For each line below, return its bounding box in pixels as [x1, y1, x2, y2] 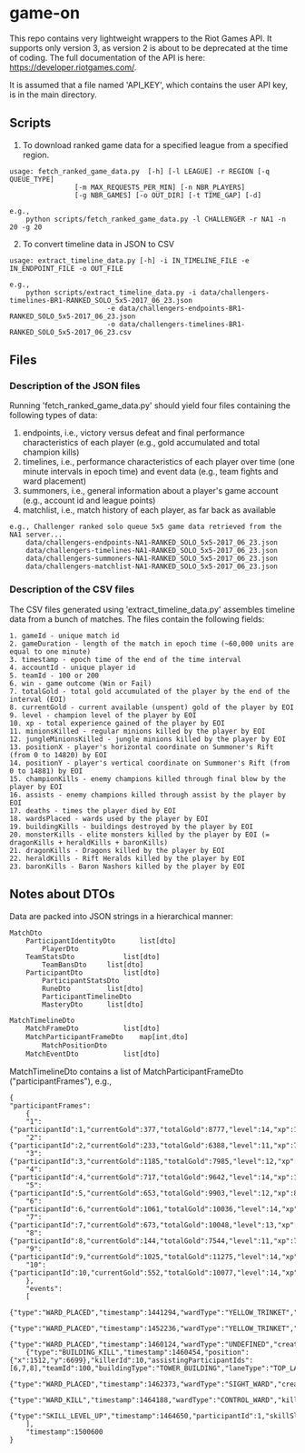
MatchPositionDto [42, 1041, 107, 1050]
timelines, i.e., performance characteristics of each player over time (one [22, 456, 295, 467]
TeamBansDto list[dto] [42, 960, 144, 969]
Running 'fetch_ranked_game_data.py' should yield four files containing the [9, 400, 290, 411]
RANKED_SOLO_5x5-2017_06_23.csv [9, 327, 132, 336]
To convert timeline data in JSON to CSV [22, 238, 175, 249]
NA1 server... [9, 530, 64, 539]
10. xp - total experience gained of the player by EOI [9, 718, 225, 727]
